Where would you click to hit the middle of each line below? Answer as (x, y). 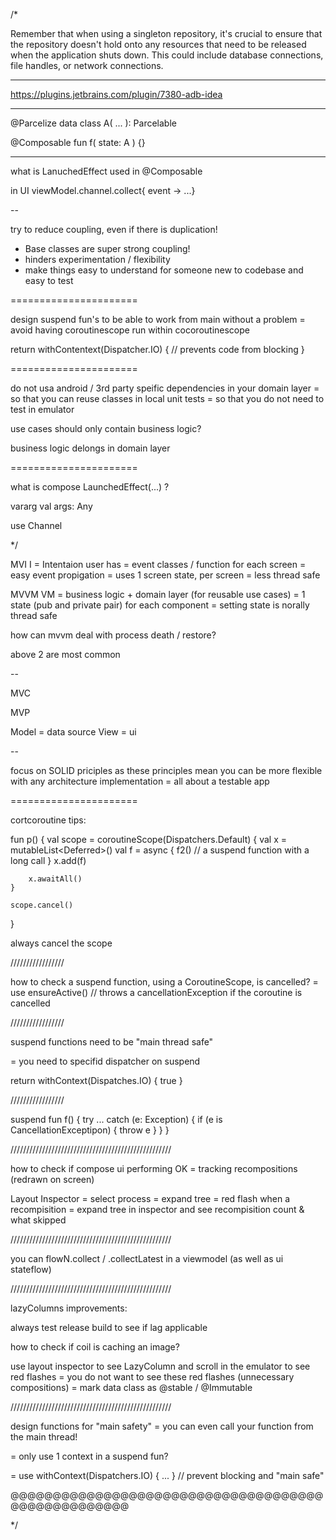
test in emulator (42, 409)
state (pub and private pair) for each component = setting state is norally (160, 605)
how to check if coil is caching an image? (95, 1347)
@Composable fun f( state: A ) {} (78, 142)
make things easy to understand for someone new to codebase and (164, 270)
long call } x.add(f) (48, 860)
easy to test (49, 280)
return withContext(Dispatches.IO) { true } (96, 1080)
